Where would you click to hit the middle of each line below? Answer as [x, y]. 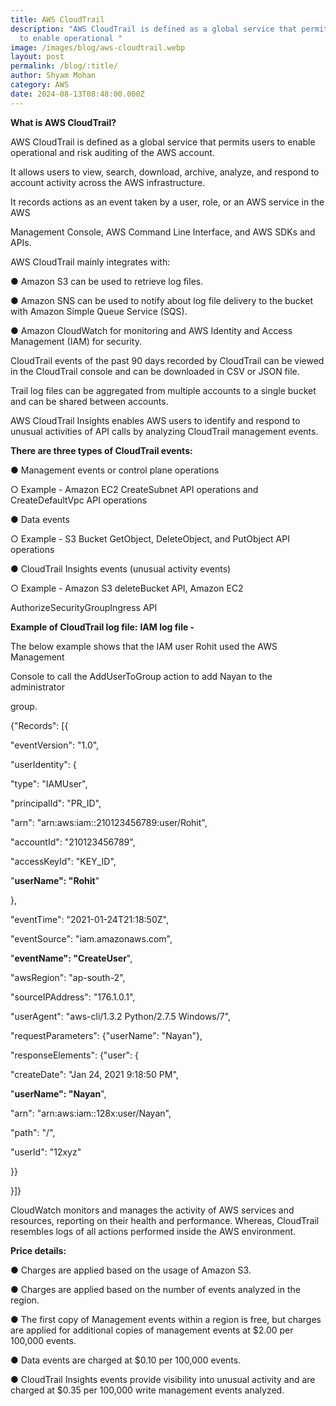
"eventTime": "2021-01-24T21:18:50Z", [89, 919]
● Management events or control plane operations [115, 470]
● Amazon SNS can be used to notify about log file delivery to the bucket [161, 300]
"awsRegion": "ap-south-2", [68, 977]
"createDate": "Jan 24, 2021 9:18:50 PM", [94, 1074]
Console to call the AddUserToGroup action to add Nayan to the [141, 676]
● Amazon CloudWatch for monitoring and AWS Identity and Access [151, 330]
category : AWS [40, 85]
